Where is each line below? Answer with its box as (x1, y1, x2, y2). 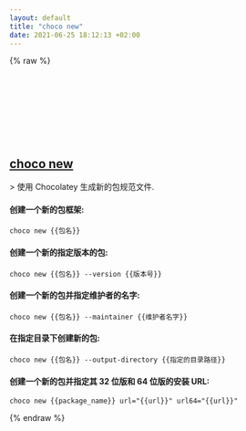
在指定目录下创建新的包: (9, 332, 100, 343)
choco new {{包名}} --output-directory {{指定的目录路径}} (9, 355, 226, 364)
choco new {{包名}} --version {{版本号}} (9, 269, 162, 279)
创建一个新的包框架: (9, 204, 85, 215)
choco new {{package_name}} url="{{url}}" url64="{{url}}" (9, 396, 239, 406)
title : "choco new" (9, 22, 84, 31)
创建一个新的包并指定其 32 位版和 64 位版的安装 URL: (9, 375, 210, 386)
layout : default (9, 13, 71, 23)
